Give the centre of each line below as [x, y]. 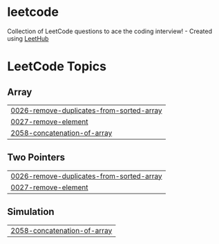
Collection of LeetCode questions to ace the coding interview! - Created [110, 31]
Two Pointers [36, 157]
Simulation [31, 212]
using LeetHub [28, 38]
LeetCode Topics [57, 67]
